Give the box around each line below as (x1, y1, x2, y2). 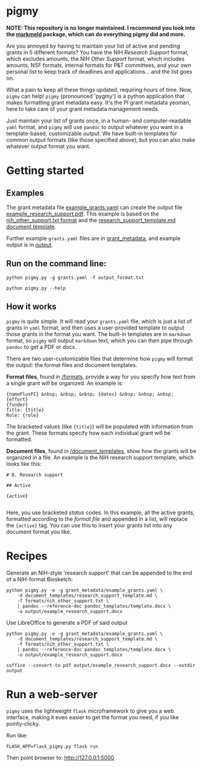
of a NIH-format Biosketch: (6, 575, 74, 583)
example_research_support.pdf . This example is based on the (6, 210, 159, 217)
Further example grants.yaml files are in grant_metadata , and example (6, 234, 181, 242)
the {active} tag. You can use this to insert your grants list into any (6, 521, 172, 529)
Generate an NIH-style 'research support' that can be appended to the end (6, 569, 192, 576)
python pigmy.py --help (6, 285, 66, 291)
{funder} (6, 401, 28, 408)
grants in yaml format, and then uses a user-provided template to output (6, 324, 185, 331)
